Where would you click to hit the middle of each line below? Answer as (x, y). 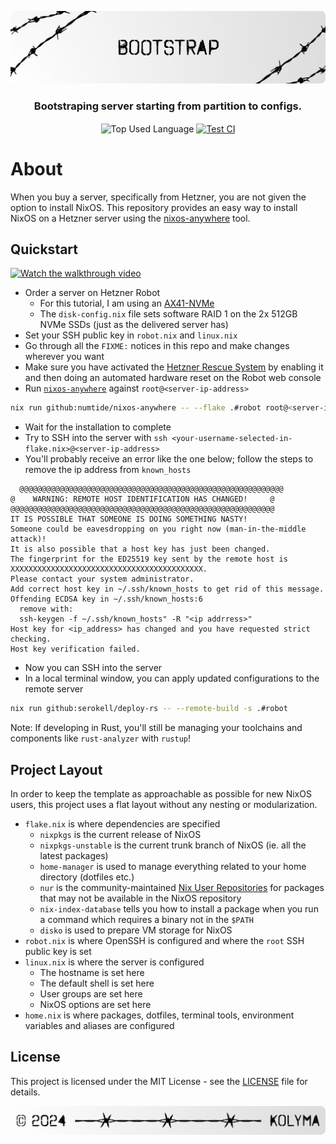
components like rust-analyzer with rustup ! (101, 738)
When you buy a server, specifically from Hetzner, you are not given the (158, 197)
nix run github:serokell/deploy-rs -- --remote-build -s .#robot (149, 709)
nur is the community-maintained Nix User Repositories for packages (182, 888)
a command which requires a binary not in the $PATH (146, 920)
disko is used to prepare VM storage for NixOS (136, 930)
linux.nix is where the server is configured (114, 962)
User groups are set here (91, 994)
